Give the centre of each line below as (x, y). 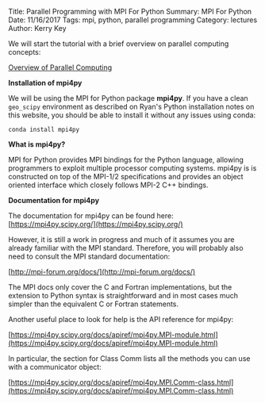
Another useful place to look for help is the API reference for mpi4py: (121, 319)
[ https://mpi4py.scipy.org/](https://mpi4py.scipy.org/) (96, 224)
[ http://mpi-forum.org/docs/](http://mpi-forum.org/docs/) (102, 272)
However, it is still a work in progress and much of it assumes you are (121, 240)
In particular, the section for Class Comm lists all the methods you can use (129, 359)
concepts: (25, 52)
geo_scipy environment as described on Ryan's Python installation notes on (131, 107)
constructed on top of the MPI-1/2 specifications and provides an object (126, 177)
